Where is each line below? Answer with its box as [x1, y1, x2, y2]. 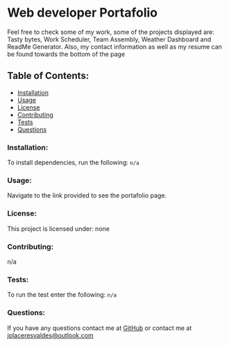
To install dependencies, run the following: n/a [7, 158, 140, 167]
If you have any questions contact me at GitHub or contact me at [7, 324, 192, 332]
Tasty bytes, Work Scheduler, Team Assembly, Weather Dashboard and [7, 35, 212, 43]
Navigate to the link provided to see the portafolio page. [7, 191, 167, 200]
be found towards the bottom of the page [7, 50, 126, 58]
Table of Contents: [7, 70, 90, 82]
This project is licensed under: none [7, 224, 110, 233]
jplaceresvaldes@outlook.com [7, 331, 94, 339]
